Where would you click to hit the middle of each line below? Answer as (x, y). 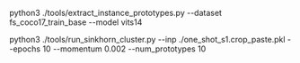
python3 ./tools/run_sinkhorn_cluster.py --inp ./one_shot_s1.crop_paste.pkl (147, 39)
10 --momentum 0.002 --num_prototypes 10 (124, 49)
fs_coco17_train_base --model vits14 (76, 22)
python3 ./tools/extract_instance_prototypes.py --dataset (116, 13)
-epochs (25, 49)
